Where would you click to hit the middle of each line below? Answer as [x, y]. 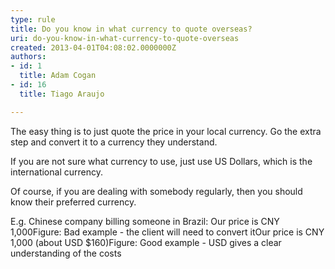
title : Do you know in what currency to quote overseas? [131, 29]
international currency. [56, 172]
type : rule [33, 19]
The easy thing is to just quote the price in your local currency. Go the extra [166, 131]
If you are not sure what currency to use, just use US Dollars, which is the [161, 161]
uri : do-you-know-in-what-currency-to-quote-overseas [125, 38]
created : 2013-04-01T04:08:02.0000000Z [93, 47]
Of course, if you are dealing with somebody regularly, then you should [156, 191]
